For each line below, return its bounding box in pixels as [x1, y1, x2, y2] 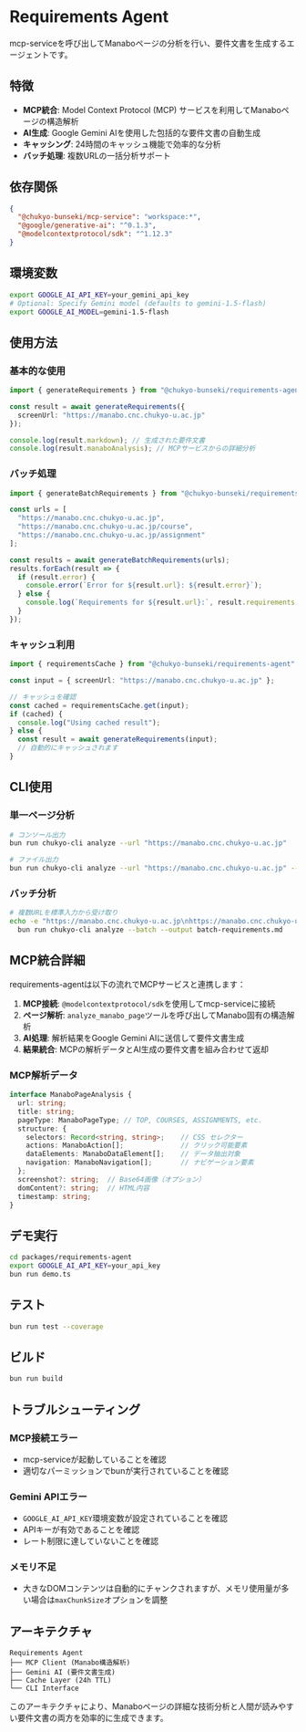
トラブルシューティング [9, 1402, 141, 1417]
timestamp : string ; [17, 1192, 92, 1201]
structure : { [17, 1124, 67, 1133]
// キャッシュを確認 [9, 692, 76, 702]
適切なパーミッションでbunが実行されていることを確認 [22, 1465, 229, 1476]
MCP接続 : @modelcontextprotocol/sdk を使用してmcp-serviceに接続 [22, 997, 276, 1009]
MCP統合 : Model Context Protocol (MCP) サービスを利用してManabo [22, 104, 282, 115]
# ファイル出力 [9, 855, 59, 864]
